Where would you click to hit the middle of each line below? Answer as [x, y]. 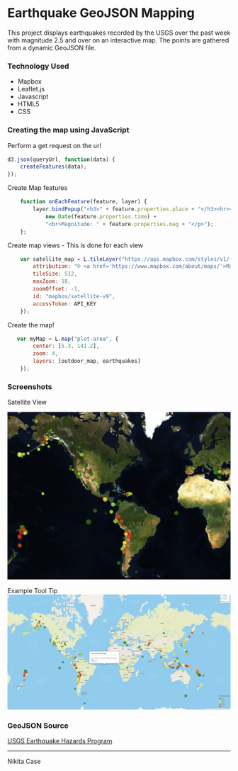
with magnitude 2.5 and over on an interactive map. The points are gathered [118, 40]
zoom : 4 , [46, 354]
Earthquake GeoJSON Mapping [101, 13]
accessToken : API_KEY [65, 304]
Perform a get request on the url [54, 145]
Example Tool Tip [33, 591]
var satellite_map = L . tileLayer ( [71, 259]
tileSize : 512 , [55, 274]
